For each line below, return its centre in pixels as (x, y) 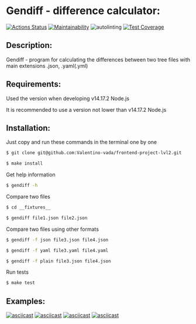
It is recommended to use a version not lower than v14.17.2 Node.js (86, 110)
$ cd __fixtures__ (28, 207)
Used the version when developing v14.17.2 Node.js (68, 98)
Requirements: (34, 84)
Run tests (18, 272)
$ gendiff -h (22, 186)
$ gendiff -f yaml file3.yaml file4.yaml (57, 250)
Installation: (28, 128)
